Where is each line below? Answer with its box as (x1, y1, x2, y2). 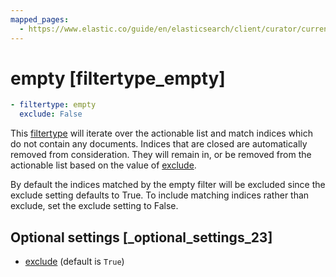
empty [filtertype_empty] (10, 67, 226, 90)
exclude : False (19, 109, 83, 120)
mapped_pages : (10, 14, 70, 25)
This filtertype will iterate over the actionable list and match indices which (10, 127, 314, 140)
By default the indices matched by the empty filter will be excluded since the (10, 179, 326, 191)
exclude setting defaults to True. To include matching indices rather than (10, 189, 310, 201)
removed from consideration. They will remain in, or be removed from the (10, 149, 312, 161)
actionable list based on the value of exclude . (10, 159, 197, 171)
